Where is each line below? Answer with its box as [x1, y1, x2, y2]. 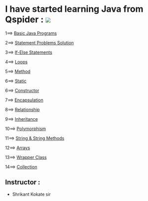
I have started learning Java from [5, 3, 144, 15]
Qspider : [5, 14, 44, 25]
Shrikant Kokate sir [12, 191, 51, 197]
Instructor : [5, 178, 40, 187]
